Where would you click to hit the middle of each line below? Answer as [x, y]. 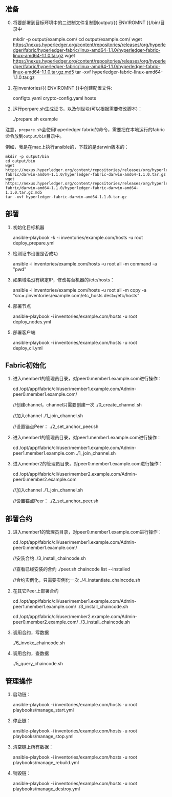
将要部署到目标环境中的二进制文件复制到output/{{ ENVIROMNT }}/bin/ [86, 23]
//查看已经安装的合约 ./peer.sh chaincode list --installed [71, 569]
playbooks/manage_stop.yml [43, 737]
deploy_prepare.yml [34, 243]
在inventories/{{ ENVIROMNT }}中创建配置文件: [62, 88]
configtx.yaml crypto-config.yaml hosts [54, 98]
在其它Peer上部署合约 [36, 591]
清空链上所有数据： [33, 747]
